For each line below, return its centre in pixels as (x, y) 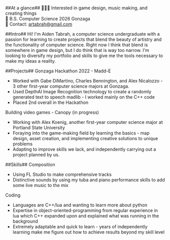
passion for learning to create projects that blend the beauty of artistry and (83, 39)
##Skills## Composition (30, 165)
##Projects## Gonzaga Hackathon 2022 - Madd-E (58, 71)
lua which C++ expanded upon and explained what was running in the (86, 216)
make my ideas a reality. (30, 61)
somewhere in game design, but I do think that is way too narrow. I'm (77, 50)
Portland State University (39, 128)
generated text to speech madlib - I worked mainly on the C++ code (83, 97)
